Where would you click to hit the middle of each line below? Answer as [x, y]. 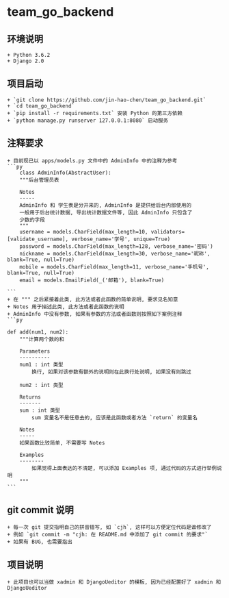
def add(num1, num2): [38, 332]
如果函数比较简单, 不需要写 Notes [62, 443]
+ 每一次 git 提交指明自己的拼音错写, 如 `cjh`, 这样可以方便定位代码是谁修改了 [109, 527]
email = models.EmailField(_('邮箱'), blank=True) [92, 280]
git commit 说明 [40, 510]
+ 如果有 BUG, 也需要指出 [40, 542]
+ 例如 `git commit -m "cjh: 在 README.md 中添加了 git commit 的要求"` [108, 535]
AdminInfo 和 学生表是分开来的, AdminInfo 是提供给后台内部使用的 [106, 205]
